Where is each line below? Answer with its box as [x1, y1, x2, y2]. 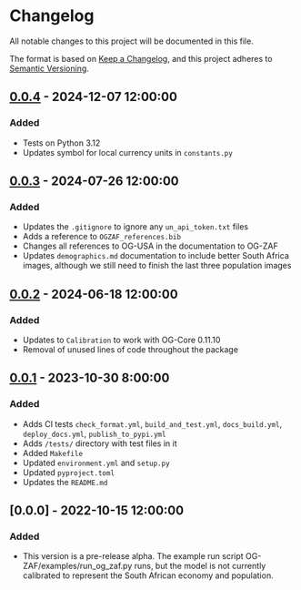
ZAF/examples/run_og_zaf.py [22, 561, 133, 572]
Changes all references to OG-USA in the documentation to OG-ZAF [22, 240, 279, 251]
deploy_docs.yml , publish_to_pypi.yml [22, 428, 166, 439]
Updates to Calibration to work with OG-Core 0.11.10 [22, 334, 221, 345]
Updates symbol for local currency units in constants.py [22, 147, 234, 158]
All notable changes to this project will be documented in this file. [9, 36, 255, 46]
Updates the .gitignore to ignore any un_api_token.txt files [22, 221, 248, 232]
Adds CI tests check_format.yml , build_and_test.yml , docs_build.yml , [22, 418, 283, 429]
